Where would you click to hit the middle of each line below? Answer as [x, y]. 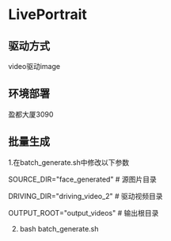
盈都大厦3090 [31, 114]
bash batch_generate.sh [59, 228]
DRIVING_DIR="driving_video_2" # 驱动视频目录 [85, 196]
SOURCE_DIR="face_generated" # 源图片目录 [82, 179]
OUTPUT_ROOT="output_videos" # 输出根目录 [84, 212]
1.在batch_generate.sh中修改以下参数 [69, 162]
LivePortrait [47, 15]
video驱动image [34, 66]
